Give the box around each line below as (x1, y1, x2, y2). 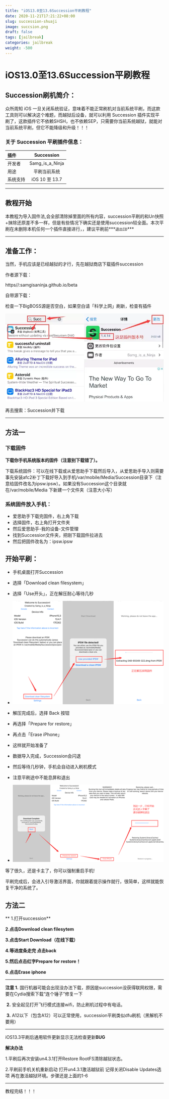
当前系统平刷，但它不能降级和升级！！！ (5, 124, 89, 130)
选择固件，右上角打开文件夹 (12, 520, 70, 526)
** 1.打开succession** (5, 915, 51, 922)
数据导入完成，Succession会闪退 (12, 753, 81, 759)
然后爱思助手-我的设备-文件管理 (12, 526, 79, 532)
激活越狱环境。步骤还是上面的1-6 (19, 1073, 88, 1079)
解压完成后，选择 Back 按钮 (12, 710, 70, 716)
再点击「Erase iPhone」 (12, 731, 62, 738)
